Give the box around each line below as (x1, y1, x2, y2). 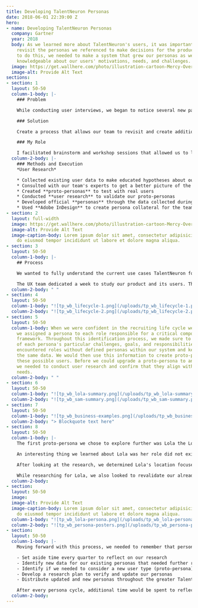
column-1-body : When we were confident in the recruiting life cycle (11, 325, 186, 331)
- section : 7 (6, 402, 38, 408)
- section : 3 (6, 243, 38, 249)
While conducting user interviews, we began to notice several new (16, 107, 186, 113)
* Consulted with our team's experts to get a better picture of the (16, 183, 192, 189)
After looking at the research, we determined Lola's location (16, 462, 176, 468)
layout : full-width (11, 215, 60, 222)
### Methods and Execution (16, 161, 83, 167)
